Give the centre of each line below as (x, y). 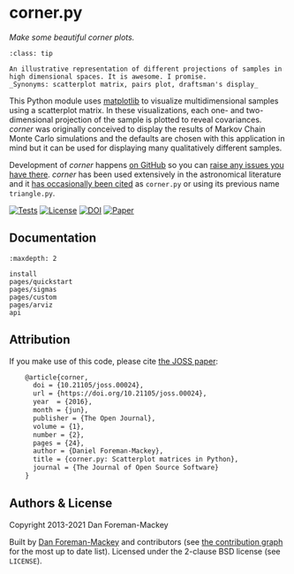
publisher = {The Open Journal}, (94, 418)
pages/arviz (31, 305)
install (23, 274)
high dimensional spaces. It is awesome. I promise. (108, 77)
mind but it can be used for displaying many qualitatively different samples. (146, 148)
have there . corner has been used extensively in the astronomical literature (145, 174)
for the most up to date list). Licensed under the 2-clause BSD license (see (145, 551)
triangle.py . (32, 193)
